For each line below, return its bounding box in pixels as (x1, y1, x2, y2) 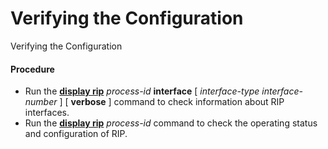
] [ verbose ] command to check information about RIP (59, 96, 285, 108)
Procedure (10, 63, 55, 75)
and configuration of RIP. (24, 128, 128, 140)
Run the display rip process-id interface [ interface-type (24, 85, 260, 97)
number (24, 96, 58, 108)
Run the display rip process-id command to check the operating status (24, 117, 318, 129)
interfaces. (24, 107, 70, 119)
